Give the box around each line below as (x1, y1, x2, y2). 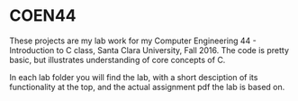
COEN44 (9, 5, 77, 26)
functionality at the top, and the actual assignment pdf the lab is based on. (9, 81, 285, 92)
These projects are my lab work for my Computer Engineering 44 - (9, 35, 257, 46)
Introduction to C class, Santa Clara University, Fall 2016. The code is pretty (9, 44, 290, 55)
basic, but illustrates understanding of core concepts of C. (9, 54, 226, 65)
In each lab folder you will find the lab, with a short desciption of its (9, 71, 258, 82)
